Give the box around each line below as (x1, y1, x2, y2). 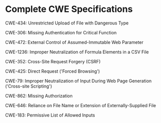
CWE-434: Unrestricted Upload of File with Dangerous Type (5, 20, 129, 26)
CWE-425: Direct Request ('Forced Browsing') (5, 68, 100, 74)
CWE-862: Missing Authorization (5, 93, 73, 99)
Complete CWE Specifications (5, 3, 133, 15)
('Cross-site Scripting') (5, 83, 52, 89)
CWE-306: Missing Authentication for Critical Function (5, 29, 117, 35)
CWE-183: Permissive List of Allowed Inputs (5, 112, 95, 118)
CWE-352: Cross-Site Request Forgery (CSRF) (5, 58, 101, 64)
